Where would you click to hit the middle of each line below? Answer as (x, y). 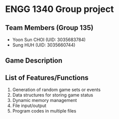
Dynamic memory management (45, 100)
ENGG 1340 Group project (59, 9)
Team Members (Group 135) (49, 28)
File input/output (29, 105)
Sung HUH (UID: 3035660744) (44, 45)
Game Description (34, 61)
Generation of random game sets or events (57, 90)
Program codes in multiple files (44, 111)
